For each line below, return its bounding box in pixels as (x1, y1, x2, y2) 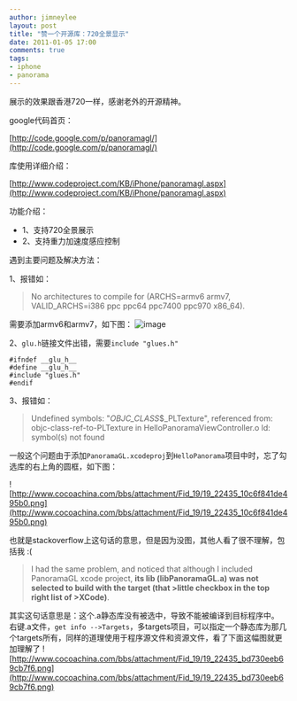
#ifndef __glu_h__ (9, 355, 77, 364)
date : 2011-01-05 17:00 (9, 37, 97, 47)
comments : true (9, 46, 65, 55)
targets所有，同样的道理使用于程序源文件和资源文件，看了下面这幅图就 (16, 632, 276, 643)
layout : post (9, 21, 57, 30)
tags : (9, 54, 29, 63)
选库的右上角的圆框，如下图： (9, 461, 118, 471)
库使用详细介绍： (9, 160, 72, 171)
